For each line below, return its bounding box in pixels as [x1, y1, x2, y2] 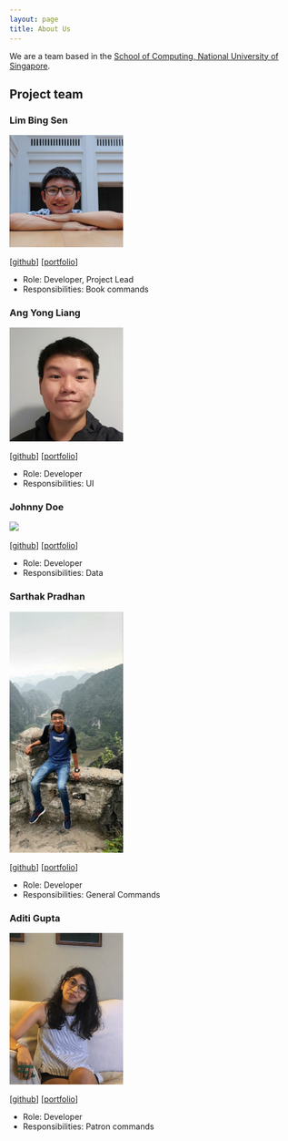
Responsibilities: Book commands [22, 283, 149, 294]
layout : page [9, 15, 59, 24]
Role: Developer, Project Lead [22, 273, 134, 284]
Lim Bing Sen [9, 114, 68, 127]
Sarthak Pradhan [9, 591, 85, 603]
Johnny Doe [9, 500, 65, 513]
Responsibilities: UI [22, 478, 94, 488]
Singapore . [9, 60, 51, 71]
